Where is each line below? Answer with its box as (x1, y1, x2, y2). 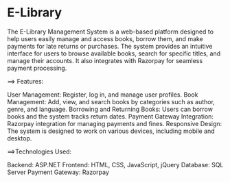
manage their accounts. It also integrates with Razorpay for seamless (7, 56, 203, 64)
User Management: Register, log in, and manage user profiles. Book (7, 90, 198, 99)
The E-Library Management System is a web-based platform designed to (7, 27, 214, 36)
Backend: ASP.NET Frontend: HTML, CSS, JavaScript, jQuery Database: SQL (7, 160, 224, 169)
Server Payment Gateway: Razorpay (7, 168, 110, 176)
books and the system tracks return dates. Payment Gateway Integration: (7, 112, 214, 121)
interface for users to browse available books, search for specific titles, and (7, 49, 221, 58)
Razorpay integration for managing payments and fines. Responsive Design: (7, 119, 222, 127)
